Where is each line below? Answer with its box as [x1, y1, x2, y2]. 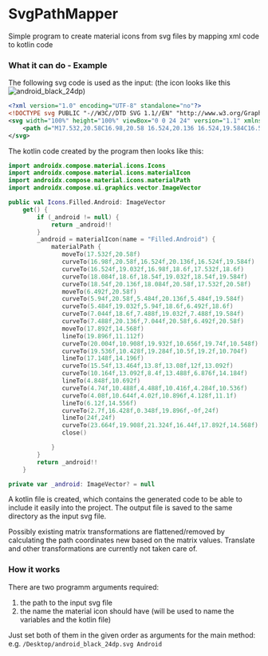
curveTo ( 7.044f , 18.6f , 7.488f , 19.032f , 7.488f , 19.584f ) [61, 310, 245, 318]
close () [61, 429, 88, 437]
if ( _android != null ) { [37, 213, 120, 221]
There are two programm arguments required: [8, 582, 160, 592]
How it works [8, 564, 61, 575]
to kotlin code [8, 39, 53, 49]
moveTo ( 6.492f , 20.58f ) [61, 287, 137, 296]
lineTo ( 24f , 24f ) [61, 414, 116, 422]
